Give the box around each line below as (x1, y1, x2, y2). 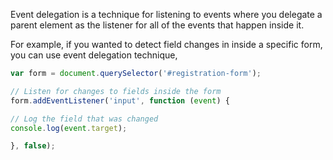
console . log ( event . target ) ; (10, 123, 128, 133)
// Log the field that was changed (10, 114, 159, 124)
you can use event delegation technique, (10, 49, 178, 61)
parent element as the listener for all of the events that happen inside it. (10, 19, 305, 31)
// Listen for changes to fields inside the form (10, 86, 222, 96)
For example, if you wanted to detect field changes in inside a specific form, (10, 39, 323, 50)
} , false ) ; (10, 141, 56, 151)
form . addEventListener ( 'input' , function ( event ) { (10, 95, 230, 106)
